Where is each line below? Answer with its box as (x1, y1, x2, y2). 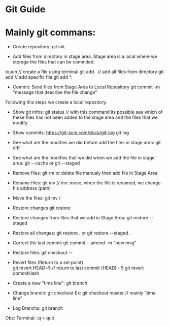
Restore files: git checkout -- (12, 250, 73, 256)
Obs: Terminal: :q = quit (5, 315, 54, 321)
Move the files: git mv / (12, 195, 61, 201)
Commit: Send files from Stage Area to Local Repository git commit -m (12, 84, 160, 90)
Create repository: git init (12, 44, 65, 50)
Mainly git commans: (5, 27, 96, 39)
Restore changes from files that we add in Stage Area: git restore (12, 215, 149, 221)
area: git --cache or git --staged (12, 160, 80, 166)
